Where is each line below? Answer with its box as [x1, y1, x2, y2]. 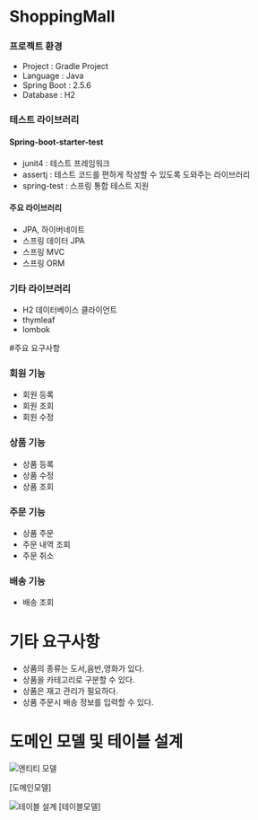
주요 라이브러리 [9, 202, 63, 213]
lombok [21, 324, 51, 335]
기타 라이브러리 [9, 282, 72, 295]
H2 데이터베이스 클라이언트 [21, 304, 118, 315]
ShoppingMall [9, 6, 116, 27]
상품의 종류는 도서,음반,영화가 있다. [21, 663, 145, 675]
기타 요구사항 [9, 631, 100, 652]
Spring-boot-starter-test [9, 137, 104, 147]
